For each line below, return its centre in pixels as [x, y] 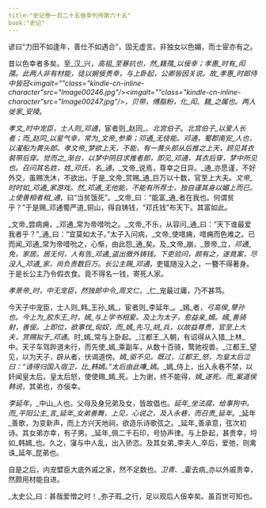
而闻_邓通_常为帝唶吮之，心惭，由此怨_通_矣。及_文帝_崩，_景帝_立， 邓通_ [130, 244]
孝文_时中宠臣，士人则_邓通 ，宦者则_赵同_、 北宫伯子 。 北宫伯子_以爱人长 [127, 128]
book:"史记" [27, 23]
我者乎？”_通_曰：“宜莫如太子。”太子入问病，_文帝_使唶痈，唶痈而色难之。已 [132, 233]
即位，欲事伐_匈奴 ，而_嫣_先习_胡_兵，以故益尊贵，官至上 [144, 327]
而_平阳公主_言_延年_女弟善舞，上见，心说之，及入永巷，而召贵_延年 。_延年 [132, 413]
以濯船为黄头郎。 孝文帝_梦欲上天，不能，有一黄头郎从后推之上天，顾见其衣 [131, 148]
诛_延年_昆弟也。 [36, 453]
